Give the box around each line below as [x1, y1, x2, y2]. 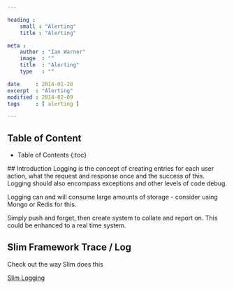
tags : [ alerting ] [7, 100, 80, 107]
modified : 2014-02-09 [7, 94, 73, 101]
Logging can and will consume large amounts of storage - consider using [7, 193, 218, 202]
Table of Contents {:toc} [17, 151, 87, 160]
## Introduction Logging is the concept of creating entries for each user [7, 164, 214, 173]
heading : [7, 16, 36, 23]
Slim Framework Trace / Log [7, 241, 131, 253]
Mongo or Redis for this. [7, 200, 77, 209]
